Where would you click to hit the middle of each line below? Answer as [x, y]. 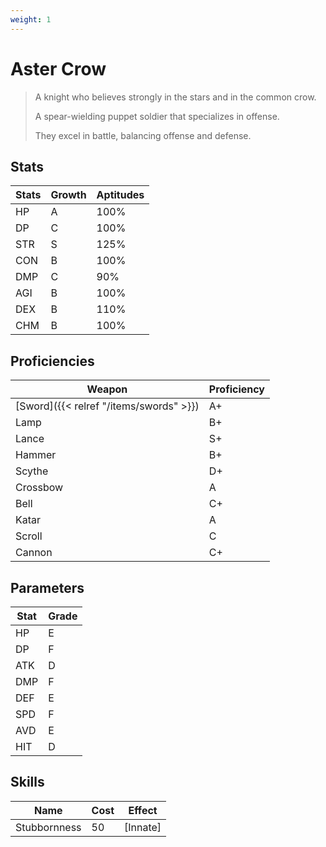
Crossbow [39, 488]
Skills [27, 782]
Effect [143, 810]
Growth [68, 195]
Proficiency [236, 389]
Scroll [29, 536]
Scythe [32, 471]
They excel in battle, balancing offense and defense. [143, 135]
